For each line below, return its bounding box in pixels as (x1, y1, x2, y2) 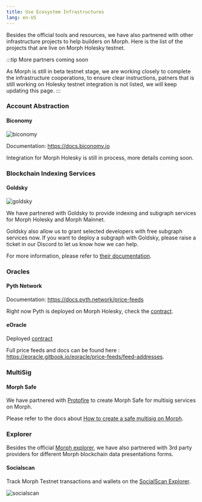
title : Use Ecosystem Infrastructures (6, 8, 104, 15)
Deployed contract (6, 335, 53, 343)
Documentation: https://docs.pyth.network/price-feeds (6, 295, 144, 303)
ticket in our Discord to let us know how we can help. (6, 240, 139, 247)
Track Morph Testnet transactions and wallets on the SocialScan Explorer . (6, 477, 191, 485)
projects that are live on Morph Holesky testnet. (6, 44, 126, 52)
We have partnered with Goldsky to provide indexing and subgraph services (6, 209, 197, 216)
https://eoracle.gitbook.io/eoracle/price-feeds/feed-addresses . (6, 353, 165, 361)
